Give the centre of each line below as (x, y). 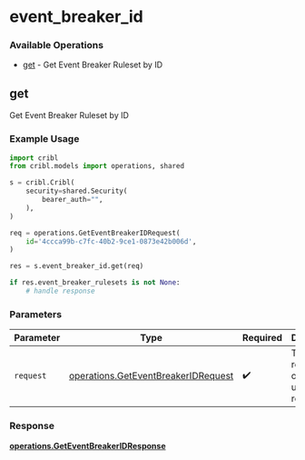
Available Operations (57, 45)
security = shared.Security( (77, 191)
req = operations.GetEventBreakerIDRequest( (95, 233)
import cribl (34, 158)
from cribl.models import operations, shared (97, 166)
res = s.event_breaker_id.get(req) (77, 266)
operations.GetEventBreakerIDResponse (88, 445)
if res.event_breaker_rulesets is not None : (95, 283)
